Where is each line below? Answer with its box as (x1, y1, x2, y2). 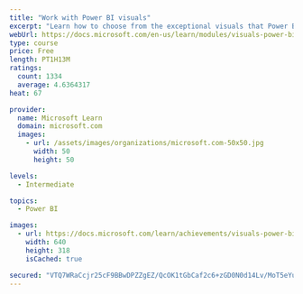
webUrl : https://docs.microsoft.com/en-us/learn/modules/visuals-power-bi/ (9, 30, 300, 39)
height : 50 (32, 155, 75, 164)
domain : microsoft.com (17, 122, 103, 131)
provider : (9, 105, 47, 114)
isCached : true (25, 254, 83, 263)
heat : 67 (9, 88, 42, 97)
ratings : (9, 64, 42, 73)
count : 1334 (17, 72, 63, 81)
